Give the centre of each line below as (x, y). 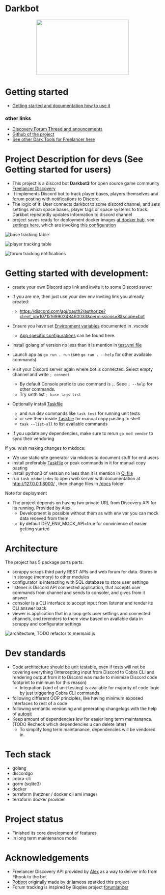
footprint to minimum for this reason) (49, 682)
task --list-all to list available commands (64, 424)
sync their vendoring (33, 439)
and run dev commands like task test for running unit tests (80, 413)
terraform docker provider (39, 799)
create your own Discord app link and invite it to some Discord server (82, 287)
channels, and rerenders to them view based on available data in (78, 619)
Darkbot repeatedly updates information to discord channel (72, 215)
